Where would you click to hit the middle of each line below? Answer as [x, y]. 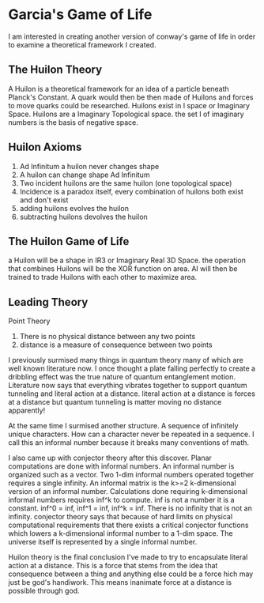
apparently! [27, 411]
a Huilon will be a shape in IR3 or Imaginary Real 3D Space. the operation [127, 260]
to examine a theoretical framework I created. [82, 44]
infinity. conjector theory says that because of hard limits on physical [121, 517]
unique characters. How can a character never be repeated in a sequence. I [131, 434]
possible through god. [44, 591]
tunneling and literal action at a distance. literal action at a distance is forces [132, 394]
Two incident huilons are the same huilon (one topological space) [126, 183]
